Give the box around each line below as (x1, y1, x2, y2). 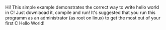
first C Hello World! (5, 20, 45, 26)
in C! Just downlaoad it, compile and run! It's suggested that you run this (5, 9, 156, 15)
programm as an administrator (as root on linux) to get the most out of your (5, 15, 161, 20)
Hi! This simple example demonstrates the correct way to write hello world (5, 4, 159, 10)
